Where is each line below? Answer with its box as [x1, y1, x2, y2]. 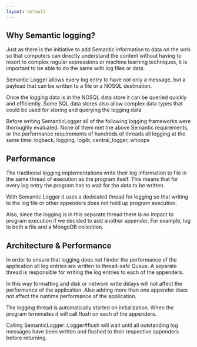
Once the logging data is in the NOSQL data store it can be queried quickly [6, 94, 187, 101]
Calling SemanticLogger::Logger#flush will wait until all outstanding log [6, 322, 178, 329]
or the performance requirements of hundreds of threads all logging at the [6, 130, 186, 137]
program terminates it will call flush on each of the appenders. [6, 310, 157, 318]
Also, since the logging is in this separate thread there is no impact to [6, 211, 174, 218]
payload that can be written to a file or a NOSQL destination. [6, 82, 152, 90]
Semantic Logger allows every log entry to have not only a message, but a [6, 76, 186, 83]
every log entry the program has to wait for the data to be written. [6, 182, 165, 189]
